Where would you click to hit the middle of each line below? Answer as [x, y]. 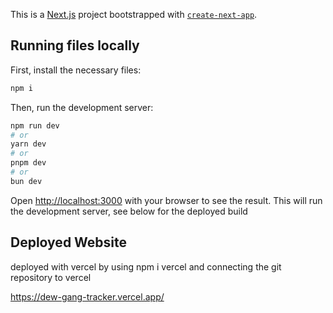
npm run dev [35, 125]
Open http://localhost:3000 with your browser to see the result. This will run [166, 200]
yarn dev [28, 144]
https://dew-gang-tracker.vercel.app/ [87, 296]
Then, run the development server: [82, 107]
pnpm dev [28, 163]
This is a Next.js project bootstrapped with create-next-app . [134, 14]
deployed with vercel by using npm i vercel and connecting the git [146, 266]
